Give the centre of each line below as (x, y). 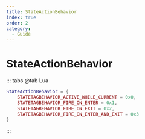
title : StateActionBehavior (42, 12)
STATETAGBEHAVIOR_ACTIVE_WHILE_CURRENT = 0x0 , (77, 97)
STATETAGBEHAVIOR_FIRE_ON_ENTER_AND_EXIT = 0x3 (78, 114)
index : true (21, 17)
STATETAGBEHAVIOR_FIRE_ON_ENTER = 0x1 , (67, 103)
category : (19, 29)
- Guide (21, 34)
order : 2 (17, 23)
